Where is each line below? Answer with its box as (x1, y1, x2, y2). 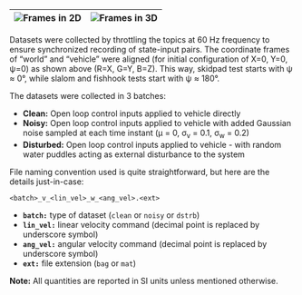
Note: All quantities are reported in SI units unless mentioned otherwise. (9, 275, 278, 286)
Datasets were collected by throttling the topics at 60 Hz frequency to (9, 34, 270, 44)
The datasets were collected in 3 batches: (9, 91, 166, 101)
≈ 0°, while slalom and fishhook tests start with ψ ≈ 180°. (9, 73, 220, 84)
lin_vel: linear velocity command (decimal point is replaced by (22, 219, 260, 230)
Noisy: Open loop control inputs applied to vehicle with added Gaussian (22, 118, 292, 128)
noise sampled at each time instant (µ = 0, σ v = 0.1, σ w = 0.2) (22, 127, 249, 140)
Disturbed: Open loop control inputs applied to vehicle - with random (22, 139, 282, 150)
